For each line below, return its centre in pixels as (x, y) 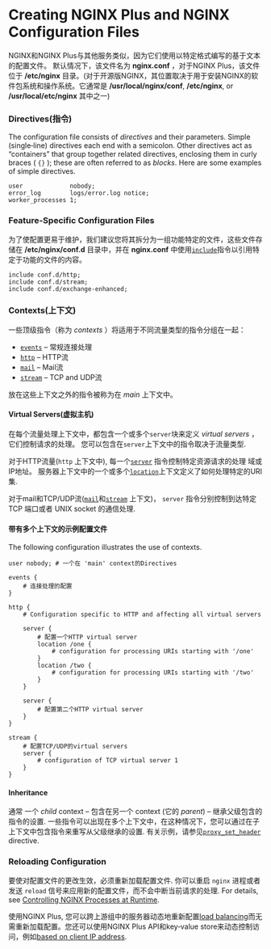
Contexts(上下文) (42, 310)
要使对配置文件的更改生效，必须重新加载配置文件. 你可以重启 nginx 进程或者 (134, 880)
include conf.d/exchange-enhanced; (68, 289)
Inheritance (28, 792)
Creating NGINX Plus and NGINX (119, 15)
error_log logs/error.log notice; (79, 193)
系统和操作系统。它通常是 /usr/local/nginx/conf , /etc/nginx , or (128, 86)
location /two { (65, 666)
